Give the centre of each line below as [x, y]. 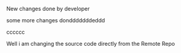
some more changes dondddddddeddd [56, 20]
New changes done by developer [48, 9]
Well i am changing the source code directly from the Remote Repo [91, 44]
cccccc [16, 32]
